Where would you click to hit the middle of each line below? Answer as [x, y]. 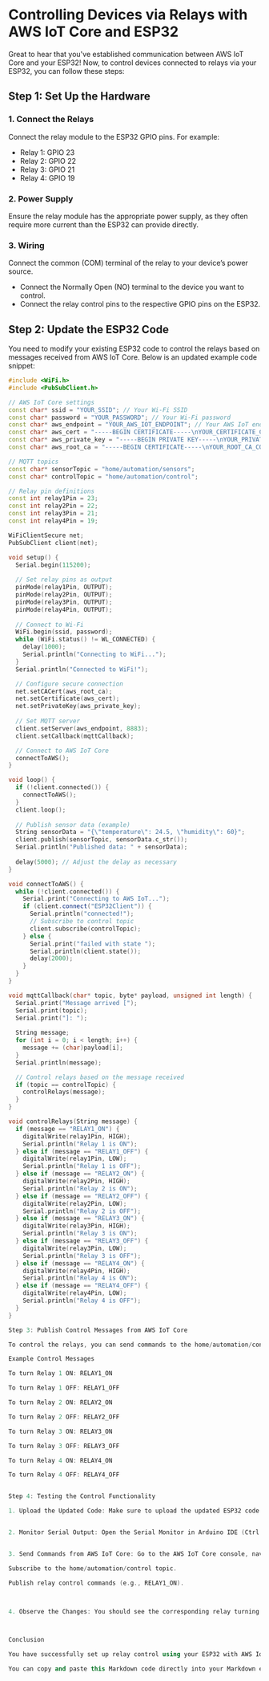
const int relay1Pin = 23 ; [53, 499]
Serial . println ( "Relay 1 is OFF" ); [82, 1166]
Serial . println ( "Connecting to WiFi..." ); [94, 655]
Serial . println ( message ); [59, 1062]
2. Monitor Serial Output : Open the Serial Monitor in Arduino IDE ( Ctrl [134, 1532]
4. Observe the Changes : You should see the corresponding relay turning [134, 1611]
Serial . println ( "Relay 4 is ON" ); [80, 1278]
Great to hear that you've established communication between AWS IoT [126, 54]
